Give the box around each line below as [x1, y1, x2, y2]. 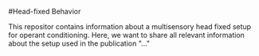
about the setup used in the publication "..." [8, 39, 151, 48]
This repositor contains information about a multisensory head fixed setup [8, 22, 252, 31]
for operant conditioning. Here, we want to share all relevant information [8, 31, 245, 39]
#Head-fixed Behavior [8, 7, 81, 16]
